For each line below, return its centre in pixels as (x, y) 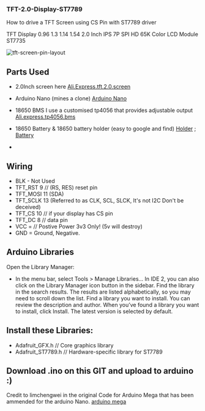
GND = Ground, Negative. (47, 233)
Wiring (20, 166)
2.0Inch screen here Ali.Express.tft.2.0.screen (73, 87)
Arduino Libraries (40, 252)
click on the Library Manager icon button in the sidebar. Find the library (105, 285)
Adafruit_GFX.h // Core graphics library (64, 345)
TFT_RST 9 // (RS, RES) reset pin (56, 187)
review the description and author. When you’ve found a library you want (107, 305)
